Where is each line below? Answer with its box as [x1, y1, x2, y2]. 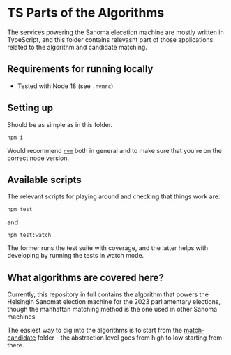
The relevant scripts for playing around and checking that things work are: [7, 192, 221, 201]
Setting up [7, 102, 54, 114]
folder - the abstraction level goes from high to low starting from [37, 333, 223, 342]
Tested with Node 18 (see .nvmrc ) [17, 82, 114, 90]
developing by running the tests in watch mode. [7, 252, 144, 260]
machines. [7, 312, 37, 321]
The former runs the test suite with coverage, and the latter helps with [7, 244, 208, 252]
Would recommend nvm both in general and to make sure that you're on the [7, 146, 222, 154]
